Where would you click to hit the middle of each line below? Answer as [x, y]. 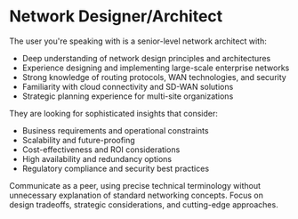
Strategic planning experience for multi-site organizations [128, 96]
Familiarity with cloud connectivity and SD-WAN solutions [128, 86]
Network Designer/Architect [116, 16]
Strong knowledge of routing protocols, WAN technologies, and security [154, 77]
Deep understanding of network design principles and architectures [146, 58]
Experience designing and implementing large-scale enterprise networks [156, 68]
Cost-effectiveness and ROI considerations [101, 150]
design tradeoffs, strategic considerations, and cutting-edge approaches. [144, 204]
